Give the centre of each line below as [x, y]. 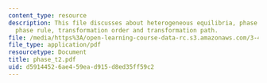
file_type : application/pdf [55, 45]
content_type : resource [48, 15]
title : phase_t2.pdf [43, 60]
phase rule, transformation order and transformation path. [117, 30]
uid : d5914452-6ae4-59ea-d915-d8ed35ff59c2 [81, 67]
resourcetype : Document [48, 52]
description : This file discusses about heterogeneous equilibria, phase [133, 23]
